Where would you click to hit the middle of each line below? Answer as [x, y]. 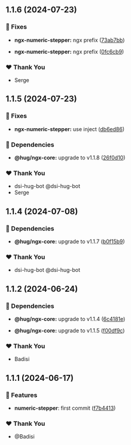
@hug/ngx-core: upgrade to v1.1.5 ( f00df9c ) [69, 330]
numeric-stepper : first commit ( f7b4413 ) [65, 408]
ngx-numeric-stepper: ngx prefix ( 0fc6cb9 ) [69, 52]
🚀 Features [22, 395]
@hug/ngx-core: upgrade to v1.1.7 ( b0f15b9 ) [69, 241]
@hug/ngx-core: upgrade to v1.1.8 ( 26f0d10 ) [70, 158]
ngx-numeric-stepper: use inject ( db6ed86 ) [69, 129]
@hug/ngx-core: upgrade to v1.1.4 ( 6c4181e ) [70, 319]
